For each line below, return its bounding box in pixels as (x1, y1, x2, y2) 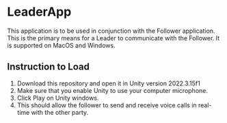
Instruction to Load (7, 61, 90, 72)
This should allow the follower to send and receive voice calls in (16, 100, 197, 109)
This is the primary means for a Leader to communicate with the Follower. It (7, 33, 220, 42)
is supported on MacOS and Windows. (7, 41, 116, 49)
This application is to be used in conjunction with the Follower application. (7, 27, 215, 35)
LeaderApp (7, 4, 72, 20)
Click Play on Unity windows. (16, 94, 99, 102)
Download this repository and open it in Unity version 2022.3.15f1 (16, 79, 200, 87)
